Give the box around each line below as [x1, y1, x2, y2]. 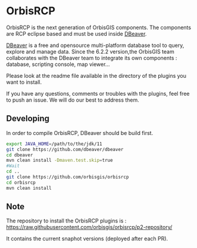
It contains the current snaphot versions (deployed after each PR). [6, 235, 168, 242]
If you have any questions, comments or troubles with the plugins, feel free [6, 90, 190, 97]
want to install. [6, 79, 42, 86]
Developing [6, 114, 49, 124]
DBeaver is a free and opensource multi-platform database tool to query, [6, 42, 185, 49]
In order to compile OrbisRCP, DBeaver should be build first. [6, 129, 154, 136]
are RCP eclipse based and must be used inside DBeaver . [6, 30, 147, 37]
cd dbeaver [6, 152, 33, 158]
